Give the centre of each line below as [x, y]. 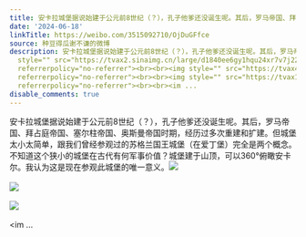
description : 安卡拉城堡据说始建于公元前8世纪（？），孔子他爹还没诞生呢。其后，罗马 [152, 52]
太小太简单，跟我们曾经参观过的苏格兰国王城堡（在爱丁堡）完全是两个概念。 [153, 144]
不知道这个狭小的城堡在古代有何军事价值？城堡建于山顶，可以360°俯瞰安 [147, 155]
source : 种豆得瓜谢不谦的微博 [60, 43]
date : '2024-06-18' [46, 26]
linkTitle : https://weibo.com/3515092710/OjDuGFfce [109, 35]
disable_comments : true [55, 94]
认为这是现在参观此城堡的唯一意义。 [101, 167]
